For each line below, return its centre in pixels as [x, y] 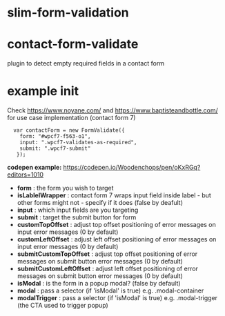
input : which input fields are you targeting [78, 210]
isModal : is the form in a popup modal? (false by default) [99, 284]
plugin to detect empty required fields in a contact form [86, 63]
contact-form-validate [73, 45]
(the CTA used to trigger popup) [62, 306]
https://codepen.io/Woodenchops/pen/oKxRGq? [132, 168]
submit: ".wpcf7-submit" [55, 149]
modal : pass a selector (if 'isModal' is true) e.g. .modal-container [110, 290]
